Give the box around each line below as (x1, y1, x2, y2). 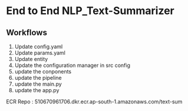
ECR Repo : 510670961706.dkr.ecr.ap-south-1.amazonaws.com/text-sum (6, 98, 183, 105)
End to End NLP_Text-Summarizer (6, 4, 175, 18)
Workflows (6, 28, 47, 38)
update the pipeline (14, 75, 62, 81)
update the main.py (14, 80, 62, 88)
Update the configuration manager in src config (14, 62, 131, 69)
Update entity (14, 56, 48, 62)
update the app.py (14, 87, 60, 93)
